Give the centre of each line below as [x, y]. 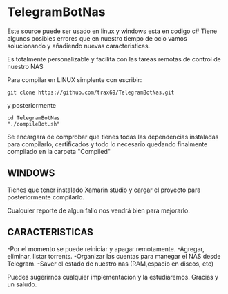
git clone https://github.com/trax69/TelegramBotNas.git [91, 92]
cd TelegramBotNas [34, 118]
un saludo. [22, 284]
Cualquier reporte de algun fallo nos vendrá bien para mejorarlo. [98, 210]
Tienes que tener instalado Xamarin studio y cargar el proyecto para [104, 190]
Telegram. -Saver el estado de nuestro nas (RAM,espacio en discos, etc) [111, 264]
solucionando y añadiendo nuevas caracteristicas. [79, 46]
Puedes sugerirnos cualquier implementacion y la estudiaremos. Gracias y [113, 277]
